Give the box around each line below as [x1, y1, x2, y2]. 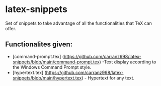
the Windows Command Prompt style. [12, 64, 92, 70]
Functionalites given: [5, 40, 73, 49]
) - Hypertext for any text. [81, 74, 135, 81]
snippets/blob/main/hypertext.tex [12, 74, 82, 81]
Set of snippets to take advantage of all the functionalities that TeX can [5, 20, 152, 26]
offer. [5, 25, 17, 31]
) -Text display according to [99, 59, 156, 65]
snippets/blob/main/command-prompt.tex [12, 59, 100, 65]
